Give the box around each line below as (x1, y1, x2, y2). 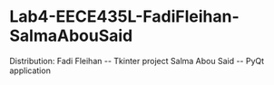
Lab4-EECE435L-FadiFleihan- (9, 6, 240, 27)
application (9, 65, 52, 76)
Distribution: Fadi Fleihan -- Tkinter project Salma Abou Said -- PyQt (9, 55, 265, 66)
